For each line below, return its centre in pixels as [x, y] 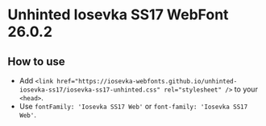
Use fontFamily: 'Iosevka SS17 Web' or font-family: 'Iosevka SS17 [133, 106]
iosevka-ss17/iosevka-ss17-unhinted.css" [89, 90]
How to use [36, 61]
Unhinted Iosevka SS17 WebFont [118, 15]
